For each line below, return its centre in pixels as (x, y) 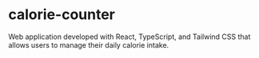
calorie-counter (62, 15)
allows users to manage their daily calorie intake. (89, 44)
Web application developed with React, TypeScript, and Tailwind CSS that (129, 37)
